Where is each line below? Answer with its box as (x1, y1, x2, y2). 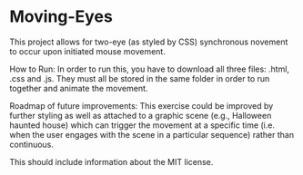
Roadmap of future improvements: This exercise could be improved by (9, 100, 274, 111)
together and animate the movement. (9, 83, 148, 93)
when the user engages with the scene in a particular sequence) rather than (9, 129, 294, 140)
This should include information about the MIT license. (9, 156, 214, 167)
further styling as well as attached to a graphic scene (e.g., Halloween (9, 110, 272, 121)
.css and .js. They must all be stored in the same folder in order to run (9, 73, 270, 83)
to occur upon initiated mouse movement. (9, 45, 166, 56)
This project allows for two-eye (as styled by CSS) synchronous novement (9, 36, 288, 47)
